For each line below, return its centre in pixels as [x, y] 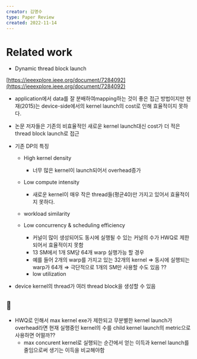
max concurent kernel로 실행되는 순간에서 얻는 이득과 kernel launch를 [106, 343]
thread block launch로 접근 [47, 134]
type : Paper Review [30, 17]
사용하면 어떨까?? [35, 335]
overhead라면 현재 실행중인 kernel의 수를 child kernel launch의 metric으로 [103, 328]
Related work [39, 52]
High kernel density [47, 158]
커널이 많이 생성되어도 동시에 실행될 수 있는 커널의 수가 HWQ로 [105, 238]
